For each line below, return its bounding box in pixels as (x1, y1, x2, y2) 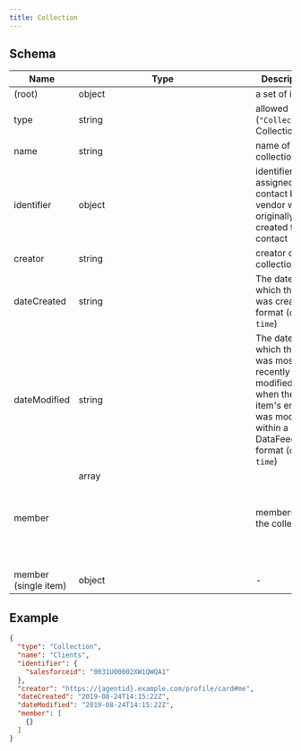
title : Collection (9, 13, 78, 22)
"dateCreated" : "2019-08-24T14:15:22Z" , (17, 692, 170, 702)
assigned (254, 177, 294, 189)
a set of (254, 88, 288, 100)
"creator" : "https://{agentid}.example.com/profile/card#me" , (17, 684, 254, 693)
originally (254, 210, 295, 222)
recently (254, 366, 291, 378)
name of (254, 140, 291, 152)
